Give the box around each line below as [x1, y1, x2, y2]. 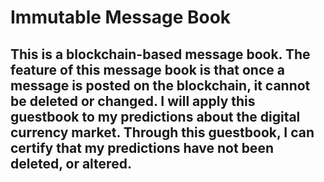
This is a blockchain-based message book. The [10, 46, 311, 63]
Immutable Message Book [10, 6, 232, 29]
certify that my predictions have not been [10, 139, 274, 156]
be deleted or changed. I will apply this [10, 92, 256, 110]
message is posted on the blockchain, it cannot [10, 77, 311, 94]
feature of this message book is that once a [10, 61, 285, 78]
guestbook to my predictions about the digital [10, 108, 301, 125]
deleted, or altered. [10, 155, 132, 172]
